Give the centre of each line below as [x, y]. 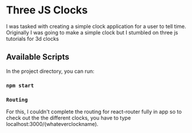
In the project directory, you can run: [50, 71]
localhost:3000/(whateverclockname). [52, 124]
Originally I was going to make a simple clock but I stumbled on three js [92, 32]
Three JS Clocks [47, 10]
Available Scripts [38, 57]
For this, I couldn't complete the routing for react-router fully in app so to [94, 111]
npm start [20, 85]
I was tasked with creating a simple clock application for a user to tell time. [96, 26]
